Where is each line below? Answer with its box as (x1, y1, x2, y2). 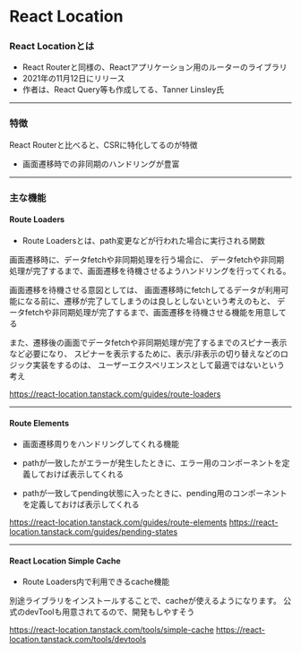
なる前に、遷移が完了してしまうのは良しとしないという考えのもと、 (24, 296, 276, 306)
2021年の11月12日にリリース (21, 73, 125, 84)
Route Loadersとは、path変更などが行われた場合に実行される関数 (21, 235, 266, 245)
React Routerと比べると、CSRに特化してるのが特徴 (9, 139, 199, 150)
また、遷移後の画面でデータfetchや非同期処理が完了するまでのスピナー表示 (9, 337, 288, 348)
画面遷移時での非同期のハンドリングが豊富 (21, 159, 180, 169)
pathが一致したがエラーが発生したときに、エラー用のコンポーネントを (21, 458, 282, 468)
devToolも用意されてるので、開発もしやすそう (24, 606, 195, 617)
